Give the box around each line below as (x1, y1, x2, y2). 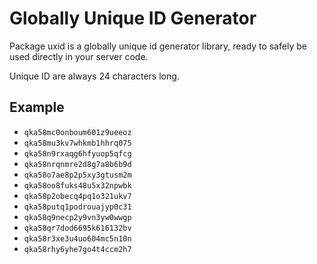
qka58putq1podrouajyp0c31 (23, 202, 132, 212)
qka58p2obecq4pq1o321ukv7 (23, 191, 132, 201)
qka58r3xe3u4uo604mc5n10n (23, 233, 132, 244)
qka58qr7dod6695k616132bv (23, 223, 132, 233)
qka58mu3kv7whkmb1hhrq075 (23, 138, 132, 148)
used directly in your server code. (9, 50, 149, 62)
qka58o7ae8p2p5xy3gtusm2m (23, 170, 132, 180)
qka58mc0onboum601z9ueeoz (23, 127, 132, 137)
